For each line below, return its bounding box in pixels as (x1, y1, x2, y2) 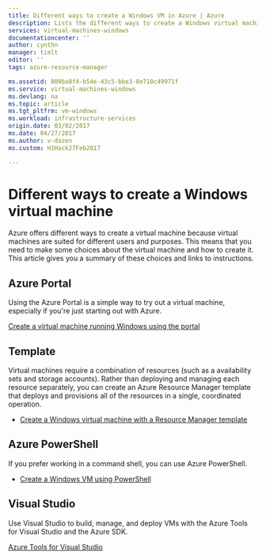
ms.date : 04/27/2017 (8, 129, 77, 137)
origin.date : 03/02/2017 (8, 122, 90, 130)
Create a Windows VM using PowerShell (19, 474, 152, 484)
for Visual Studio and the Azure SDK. (8, 526, 128, 536)
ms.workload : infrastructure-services (8, 114, 136, 123)
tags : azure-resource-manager (8, 64, 108, 71)
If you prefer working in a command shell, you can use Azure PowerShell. (8, 458, 248, 468)
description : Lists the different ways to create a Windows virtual (8, 19, 239, 27)
